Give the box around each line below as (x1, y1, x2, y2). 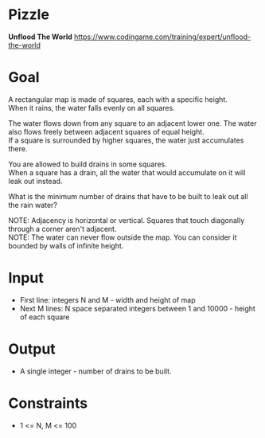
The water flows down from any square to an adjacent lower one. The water (8, 118, 257, 128)
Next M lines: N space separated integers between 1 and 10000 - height (19, 303, 256, 313)
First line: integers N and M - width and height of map (19, 295, 197, 304)
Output (8, 340, 56, 358)
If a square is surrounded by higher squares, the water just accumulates (8, 135, 244, 145)
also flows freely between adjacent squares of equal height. (8, 127, 205, 136)
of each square (19, 312, 70, 322)
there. (8, 143, 28, 153)
